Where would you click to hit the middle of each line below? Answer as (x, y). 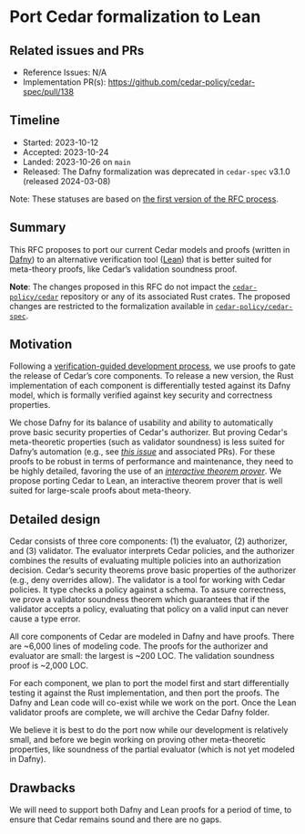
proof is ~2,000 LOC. (49, 666)
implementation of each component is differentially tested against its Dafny (150, 386)
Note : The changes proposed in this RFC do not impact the (120, 287)
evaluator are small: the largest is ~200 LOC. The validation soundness (142, 656)
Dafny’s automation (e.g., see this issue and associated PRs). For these (142, 452)
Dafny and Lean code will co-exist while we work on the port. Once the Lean (153, 703)
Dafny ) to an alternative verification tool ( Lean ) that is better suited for (141, 259)
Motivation (41, 344)
